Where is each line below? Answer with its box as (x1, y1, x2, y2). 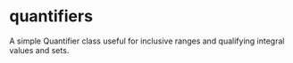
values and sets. (9, 44, 70, 55)
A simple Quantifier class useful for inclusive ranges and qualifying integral (9, 35, 285, 46)
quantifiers (9, 6, 94, 27)
